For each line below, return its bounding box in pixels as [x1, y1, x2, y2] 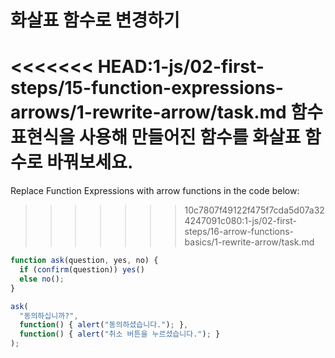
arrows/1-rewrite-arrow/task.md [10, 101, 287, 124]
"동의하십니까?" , [19, 311, 79, 321]
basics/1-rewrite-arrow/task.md [184, 236, 315, 248]
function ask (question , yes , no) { [10, 256, 159, 266]
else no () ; [19, 274, 65, 284]
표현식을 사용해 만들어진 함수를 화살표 [10, 126, 302, 149]
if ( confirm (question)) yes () [19, 265, 145, 275]
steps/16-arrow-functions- [184, 226, 295, 238]
